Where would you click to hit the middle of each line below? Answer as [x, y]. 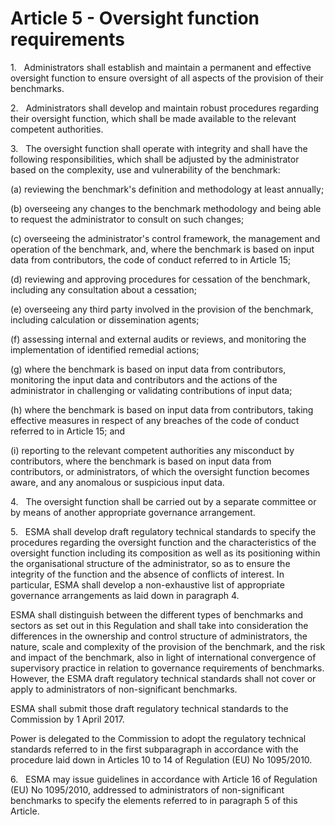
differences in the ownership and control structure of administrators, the [159, 636]
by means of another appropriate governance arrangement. [133, 512]
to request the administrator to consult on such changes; [127, 219]
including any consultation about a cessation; [103, 289]
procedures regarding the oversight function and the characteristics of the [163, 542]
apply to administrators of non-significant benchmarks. [124, 689]
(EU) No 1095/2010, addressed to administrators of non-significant [147, 789]
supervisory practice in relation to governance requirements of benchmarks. [167, 668]
